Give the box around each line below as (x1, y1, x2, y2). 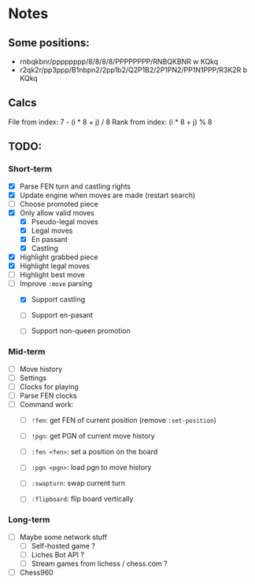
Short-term (8, 163, 53, 174)
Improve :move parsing (19, 279, 93, 288)
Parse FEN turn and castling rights (19, 182, 131, 191)
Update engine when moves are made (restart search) (19, 190, 196, 200)
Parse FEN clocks (19, 391, 77, 400)
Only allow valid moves (19, 208, 94, 217)
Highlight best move (19, 270, 85, 280)
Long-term (8, 514, 50, 525)
